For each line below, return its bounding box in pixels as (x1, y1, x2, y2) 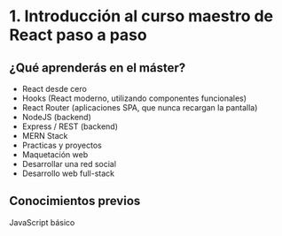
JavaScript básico (9, 217, 75, 227)
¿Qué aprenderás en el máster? (9, 60, 186, 75)
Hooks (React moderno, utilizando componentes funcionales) (21, 93, 247, 103)
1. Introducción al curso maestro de (9, 6, 274, 27)
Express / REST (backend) (21, 121, 118, 132)
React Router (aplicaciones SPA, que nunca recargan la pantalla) (21, 103, 258, 112)
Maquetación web (21, 149, 89, 160)
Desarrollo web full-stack (21, 168, 115, 179)
